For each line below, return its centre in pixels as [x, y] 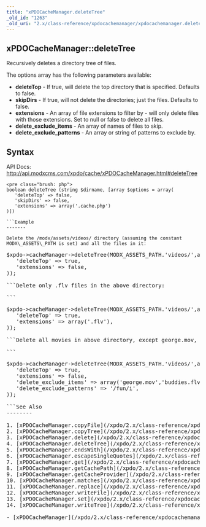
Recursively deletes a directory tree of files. [61, 63]
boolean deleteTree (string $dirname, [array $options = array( [90, 190]
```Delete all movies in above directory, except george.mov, [102, 340]
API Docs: [19, 167]
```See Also [24, 407]
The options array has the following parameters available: [79, 75]
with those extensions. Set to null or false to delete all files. [90, 120]
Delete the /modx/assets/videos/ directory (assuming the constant [94, 238]
